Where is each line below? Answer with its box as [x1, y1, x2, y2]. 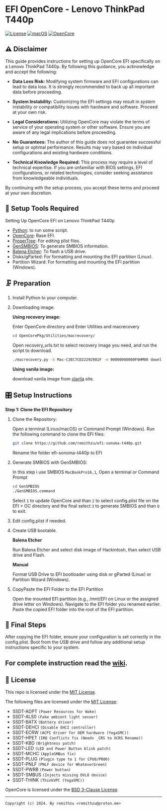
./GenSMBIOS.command [12, 488, 55, 493]
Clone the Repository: [12, 416, 57, 422]
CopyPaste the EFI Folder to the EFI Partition [12, 586, 103, 592]
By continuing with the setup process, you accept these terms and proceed [5, 184, 160, 190]
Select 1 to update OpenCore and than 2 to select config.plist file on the [12, 497, 159, 503]
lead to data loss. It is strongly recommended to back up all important [12, 84, 155, 90]
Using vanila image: [12, 366, 55, 372]
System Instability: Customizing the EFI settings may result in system [12, 98, 156, 104]
